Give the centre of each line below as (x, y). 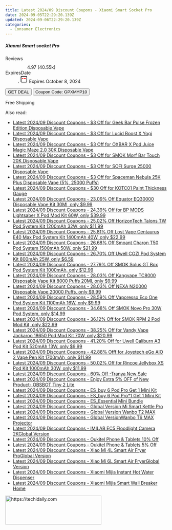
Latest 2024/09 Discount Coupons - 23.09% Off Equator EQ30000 (83, 199)
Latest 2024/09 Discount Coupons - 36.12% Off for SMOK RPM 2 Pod (86, 319)
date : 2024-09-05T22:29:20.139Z (40, 15)
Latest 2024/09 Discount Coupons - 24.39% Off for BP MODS (78, 210)
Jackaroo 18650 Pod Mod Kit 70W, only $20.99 (62, 336)
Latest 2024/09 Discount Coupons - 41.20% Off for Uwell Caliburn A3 (87, 341)
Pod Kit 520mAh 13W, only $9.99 (48, 346)
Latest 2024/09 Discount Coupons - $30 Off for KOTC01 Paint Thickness (90, 188)
